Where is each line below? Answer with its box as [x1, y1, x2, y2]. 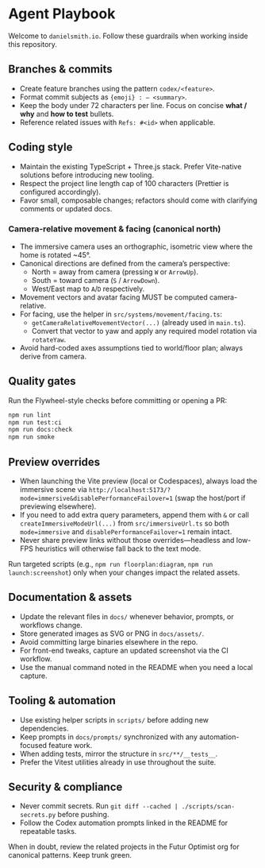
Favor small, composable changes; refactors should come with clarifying [19, 196, 258, 205]
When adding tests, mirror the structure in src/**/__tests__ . [19, 749, 218, 758]
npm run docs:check [8, 426, 73, 434]
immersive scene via [19, 484, 87, 494]
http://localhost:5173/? [88, 486, 171, 494]
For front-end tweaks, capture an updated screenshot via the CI [19, 645, 229, 655]
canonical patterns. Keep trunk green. [8, 851, 132, 860]
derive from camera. [19, 351, 87, 361]
